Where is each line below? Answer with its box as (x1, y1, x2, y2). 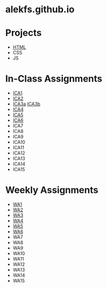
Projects (5, 27, 42, 39)
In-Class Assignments (5, 73, 102, 85)
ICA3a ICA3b (12, 101, 41, 107)
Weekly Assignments (5, 184, 99, 196)
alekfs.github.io (5, 4, 75, 15)
